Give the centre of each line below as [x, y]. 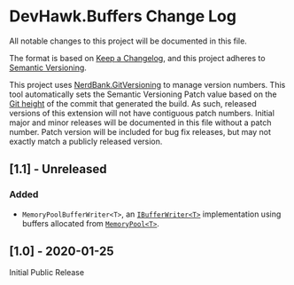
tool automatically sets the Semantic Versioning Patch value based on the [143, 94]
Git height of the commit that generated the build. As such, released [133, 103]
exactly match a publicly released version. [86, 141]
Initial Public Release [47, 273]
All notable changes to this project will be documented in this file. [128, 41]
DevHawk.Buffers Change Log [123, 16]
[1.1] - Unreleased [58, 169]
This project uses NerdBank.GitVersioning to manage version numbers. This [147, 84]
